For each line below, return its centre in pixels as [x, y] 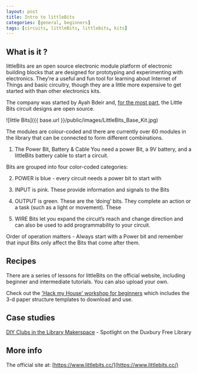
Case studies [31, 318]
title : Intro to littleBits [41, 17]
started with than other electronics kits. [54, 91]
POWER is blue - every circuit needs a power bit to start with [88, 178]
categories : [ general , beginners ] [49, 22]
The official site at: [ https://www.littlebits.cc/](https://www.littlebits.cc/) [92, 365]
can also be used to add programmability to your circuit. [83, 225]
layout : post [22, 11]
